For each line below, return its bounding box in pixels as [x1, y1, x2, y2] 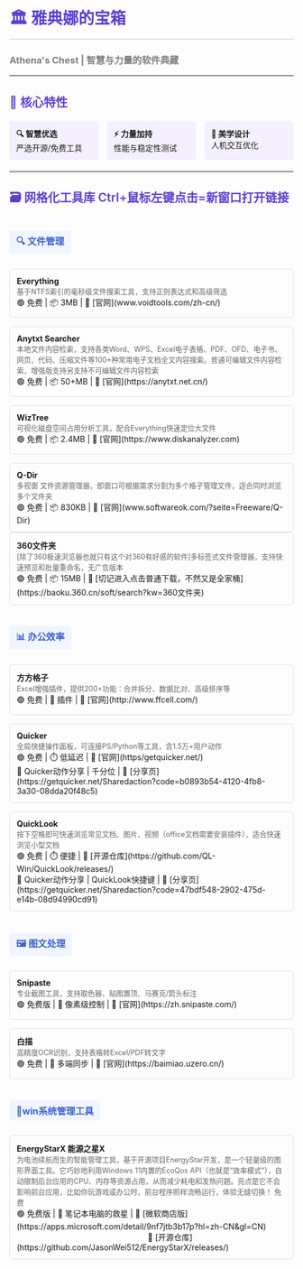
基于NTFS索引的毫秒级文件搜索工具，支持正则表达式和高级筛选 [16, 286, 228, 296]
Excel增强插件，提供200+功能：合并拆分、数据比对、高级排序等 [16, 683, 231, 693]
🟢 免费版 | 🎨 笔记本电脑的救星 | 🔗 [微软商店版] [16, 1209, 188, 1219]
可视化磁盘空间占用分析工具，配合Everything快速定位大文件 [16, 423, 216, 433]
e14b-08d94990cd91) [16, 894, 98, 904]
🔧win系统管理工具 [16, 1105, 95, 1117]
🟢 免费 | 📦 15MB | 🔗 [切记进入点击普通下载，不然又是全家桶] [16, 572, 243, 583]
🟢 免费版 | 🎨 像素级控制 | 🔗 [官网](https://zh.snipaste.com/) [16, 999, 237, 1010]
